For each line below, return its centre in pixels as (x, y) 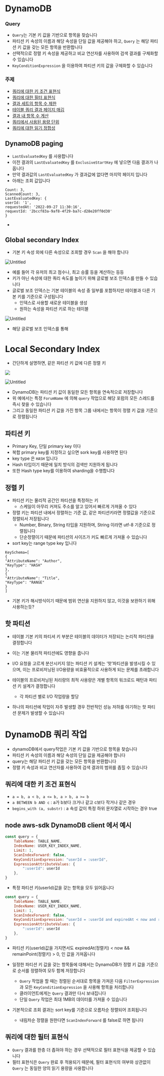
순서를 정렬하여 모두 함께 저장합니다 (51, 970)
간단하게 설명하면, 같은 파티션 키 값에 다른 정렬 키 (59, 363)
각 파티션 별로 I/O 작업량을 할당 (49, 696)
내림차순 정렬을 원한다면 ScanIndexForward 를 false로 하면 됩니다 (82, 1020)
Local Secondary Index (52, 349)
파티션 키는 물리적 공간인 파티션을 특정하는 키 (55, 500)
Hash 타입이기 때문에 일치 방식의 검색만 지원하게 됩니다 (65, 465)
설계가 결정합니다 (39, 686)
